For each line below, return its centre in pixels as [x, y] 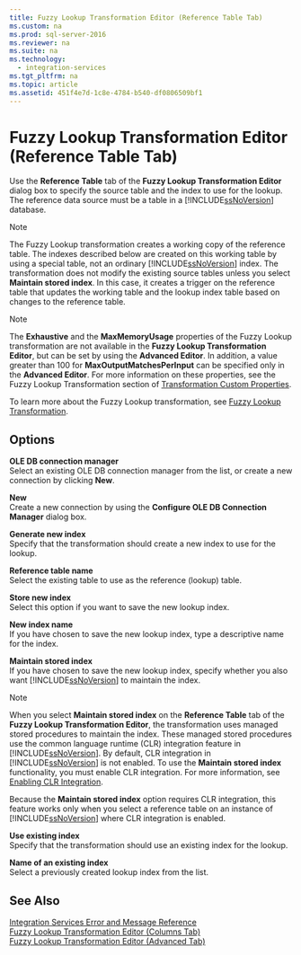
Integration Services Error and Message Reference [103, 923]
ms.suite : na [34, 51]
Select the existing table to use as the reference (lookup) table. [126, 580]
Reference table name [51, 570]
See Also [35, 901]
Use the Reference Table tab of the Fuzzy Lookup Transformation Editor [146, 181]
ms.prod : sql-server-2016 [58, 34]
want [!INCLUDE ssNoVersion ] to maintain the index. [105, 680]
